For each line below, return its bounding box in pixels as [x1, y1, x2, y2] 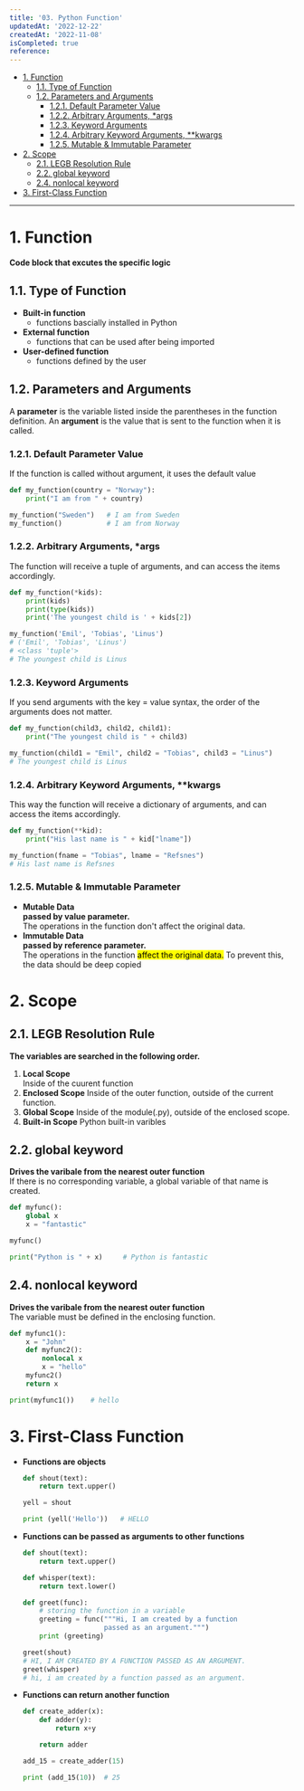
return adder [39, 1740, 89, 1749]
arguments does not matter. [9, 707, 113, 718]
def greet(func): [22, 1598, 89, 1607]
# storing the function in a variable [39, 1606, 185, 1615]
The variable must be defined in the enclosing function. [9, 1311, 215, 1322]
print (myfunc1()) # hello [9, 1396, 119, 1405]
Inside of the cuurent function [22, 1078, 134, 1089]
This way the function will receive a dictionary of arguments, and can [9, 798, 267, 810]
